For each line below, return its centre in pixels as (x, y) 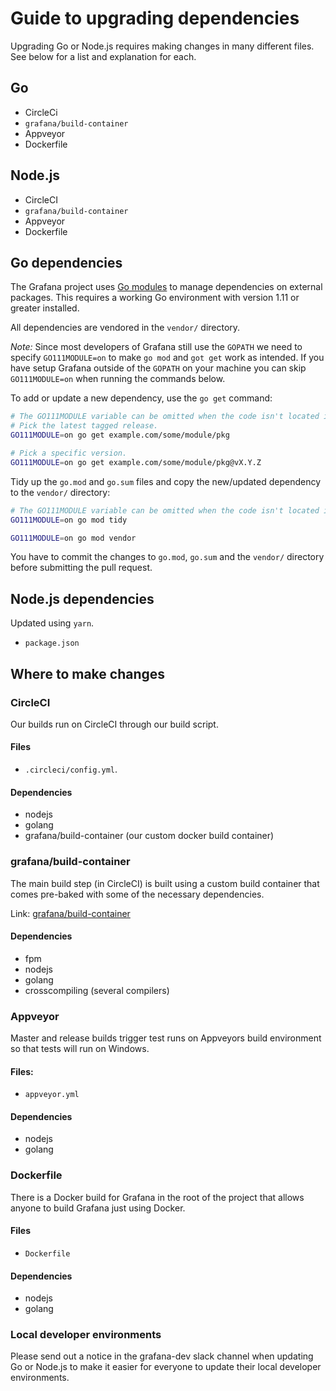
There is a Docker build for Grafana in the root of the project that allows (157, 1197)
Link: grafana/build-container (70, 913)
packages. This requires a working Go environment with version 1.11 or (155, 298)
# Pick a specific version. (69, 453)
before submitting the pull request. (81, 568)
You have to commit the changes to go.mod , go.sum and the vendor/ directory (167, 557)
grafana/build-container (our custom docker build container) (149, 836)
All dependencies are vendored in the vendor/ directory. (125, 328)
